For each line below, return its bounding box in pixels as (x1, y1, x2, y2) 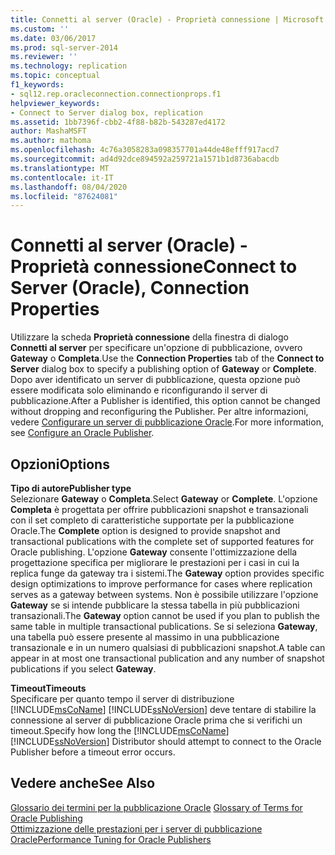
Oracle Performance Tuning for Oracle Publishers (10, 833, 212, 845)
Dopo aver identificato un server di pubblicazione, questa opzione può (10, 374, 301, 386)
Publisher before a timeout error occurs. (10, 746, 176, 758)
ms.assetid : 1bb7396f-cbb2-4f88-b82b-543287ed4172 (10, 117, 226, 127)
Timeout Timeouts (10, 682, 87, 694)
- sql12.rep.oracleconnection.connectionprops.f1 (10, 89, 222, 99)
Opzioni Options (10, 456, 110, 473)
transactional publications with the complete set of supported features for (10, 536, 315, 547)
